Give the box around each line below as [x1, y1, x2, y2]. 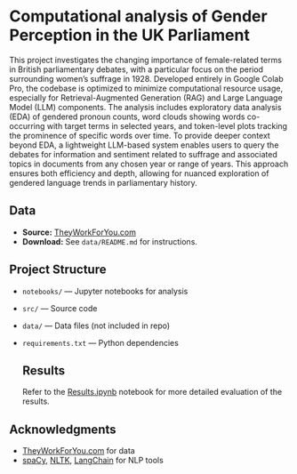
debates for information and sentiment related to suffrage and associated [9, 149, 278, 159]
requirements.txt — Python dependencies [21, 337, 180, 348]
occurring [9, 120, 45, 131]
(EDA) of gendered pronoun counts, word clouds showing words [9, 111, 245, 122]
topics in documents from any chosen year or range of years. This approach [9, 158, 289, 169]
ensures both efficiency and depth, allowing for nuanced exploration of [9, 167, 269, 179]
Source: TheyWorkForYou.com [21, 227, 136, 237]
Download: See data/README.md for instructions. [21, 236, 198, 246]
